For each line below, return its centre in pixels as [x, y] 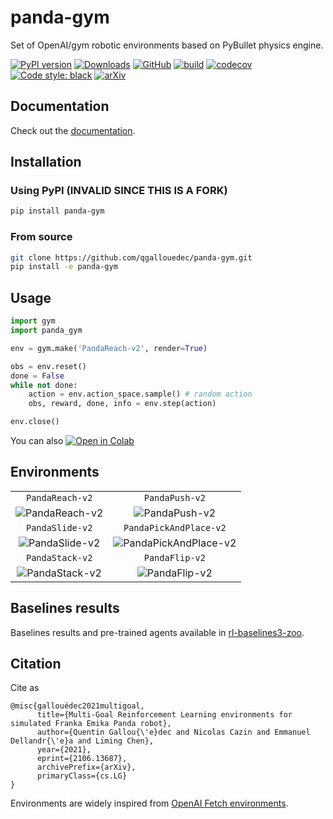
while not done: [44, 385]
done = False [37, 376]
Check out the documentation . [73, 130]
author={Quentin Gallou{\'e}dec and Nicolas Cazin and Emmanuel [173, 732]
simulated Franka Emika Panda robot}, [91, 724]
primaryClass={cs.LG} [82, 776]
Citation [36, 664]
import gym [33, 321]
